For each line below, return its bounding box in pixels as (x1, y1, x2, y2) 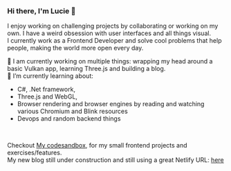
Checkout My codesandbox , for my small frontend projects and (7, 141, 188, 150)
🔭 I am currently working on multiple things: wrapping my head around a (7, 57, 213, 66)
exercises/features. (7, 148, 62, 157)
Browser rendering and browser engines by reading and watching (17, 100, 205, 108)
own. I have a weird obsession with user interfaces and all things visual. (7, 29, 212, 37)
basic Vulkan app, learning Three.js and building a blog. (7, 65, 166, 73)
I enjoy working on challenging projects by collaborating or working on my (7, 22, 219, 30)
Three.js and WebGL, (17, 92, 78, 101)
